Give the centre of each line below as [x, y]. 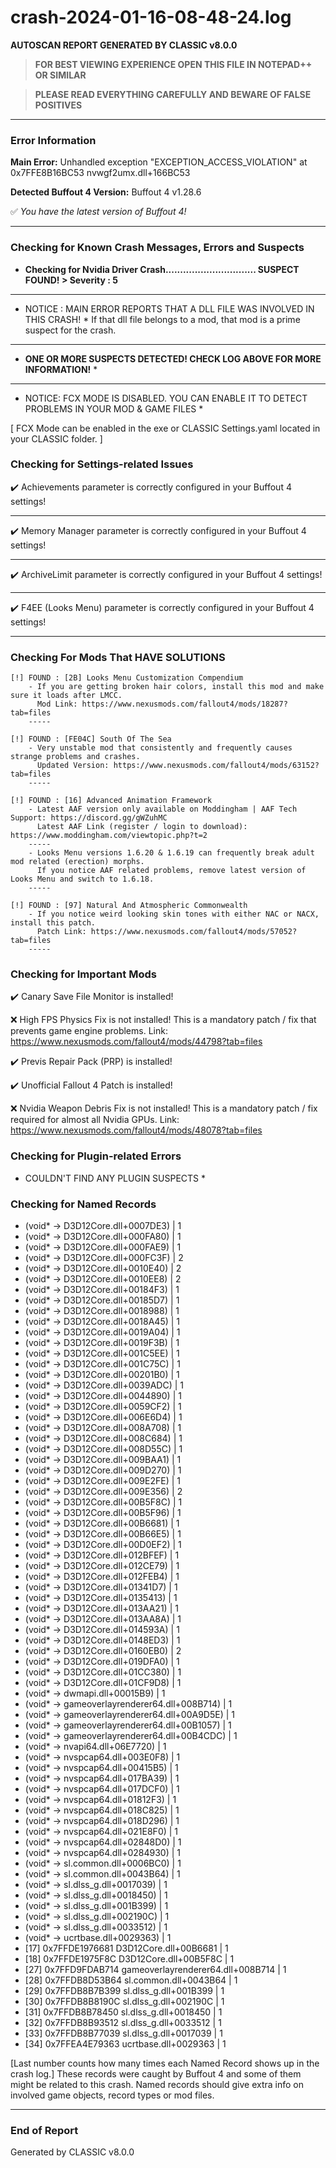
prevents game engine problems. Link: [89, 1031]
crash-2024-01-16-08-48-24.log [151, 17]
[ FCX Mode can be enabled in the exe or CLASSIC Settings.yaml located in [165, 428]
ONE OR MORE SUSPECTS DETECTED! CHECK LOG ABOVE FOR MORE [173, 358]
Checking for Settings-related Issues [102, 464]
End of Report [44, 2130]
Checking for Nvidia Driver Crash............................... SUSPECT [162, 269]
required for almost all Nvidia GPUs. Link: [95, 1120]
